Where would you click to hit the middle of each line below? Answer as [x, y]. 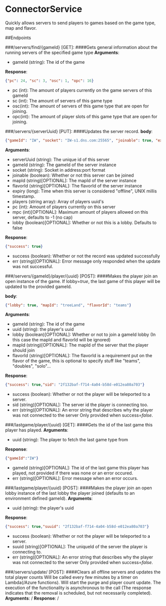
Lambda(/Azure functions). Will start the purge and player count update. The [83, 583]
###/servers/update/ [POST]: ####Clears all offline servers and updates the [83, 572]
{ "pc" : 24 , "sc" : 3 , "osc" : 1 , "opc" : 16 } [49, 81]
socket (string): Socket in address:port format [59, 170]
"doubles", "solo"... [31, 366]
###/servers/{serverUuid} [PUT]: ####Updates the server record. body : [79, 131]
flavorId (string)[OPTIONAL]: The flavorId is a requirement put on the [82, 356]
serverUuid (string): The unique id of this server [61, 159]
